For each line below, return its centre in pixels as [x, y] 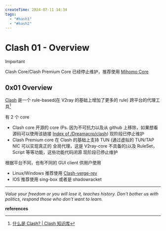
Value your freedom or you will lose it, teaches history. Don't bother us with [82, 193]
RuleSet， [147, 146]
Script [18, 152]
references [17, 208]
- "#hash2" [21, 23]
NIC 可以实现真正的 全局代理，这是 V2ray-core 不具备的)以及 [74, 146]
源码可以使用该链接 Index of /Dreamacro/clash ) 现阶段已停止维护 [78, 133]
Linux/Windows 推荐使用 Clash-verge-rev [55, 173]
